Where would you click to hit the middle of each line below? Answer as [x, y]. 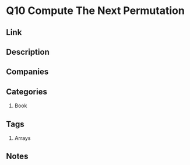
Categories [27, 92]
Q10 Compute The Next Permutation [95, 11]
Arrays [22, 138]
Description [28, 52]
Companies [27, 72]
